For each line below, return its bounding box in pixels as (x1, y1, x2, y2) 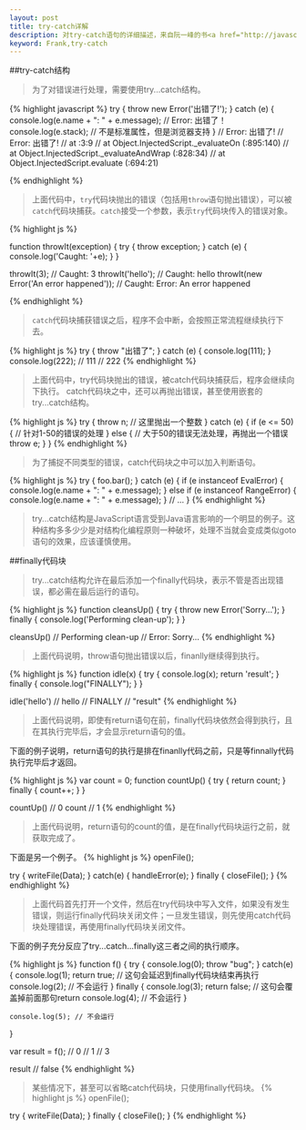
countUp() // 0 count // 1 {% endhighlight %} (9, 802, 176, 813)
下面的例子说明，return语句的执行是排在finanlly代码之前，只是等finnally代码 (9, 746, 294, 757)
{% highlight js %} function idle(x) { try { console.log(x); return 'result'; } (9, 668, 280, 679)
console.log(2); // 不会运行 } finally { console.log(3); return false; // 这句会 (9, 981, 285, 993)
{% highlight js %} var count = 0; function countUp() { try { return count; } (9, 775, 287, 786)
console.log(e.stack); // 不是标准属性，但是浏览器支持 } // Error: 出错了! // (9, 127, 284, 137)
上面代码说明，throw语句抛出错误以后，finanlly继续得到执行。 (31, 650, 264, 661)
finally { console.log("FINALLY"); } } (9, 678, 144, 689)
